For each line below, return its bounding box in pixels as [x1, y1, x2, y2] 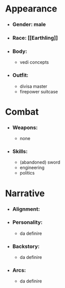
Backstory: [12, 243, 40, 250]
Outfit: [12, 72, 29, 79]
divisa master [19, 83, 48, 89]
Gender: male [12, 21, 46, 28]
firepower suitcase [19, 88, 58, 94]
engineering [19, 165, 45, 171]
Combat [5, 106, 39, 117]
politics [19, 170, 35, 176]
